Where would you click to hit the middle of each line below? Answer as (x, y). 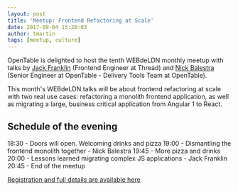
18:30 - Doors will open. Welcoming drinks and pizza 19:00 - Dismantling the (119, 143)
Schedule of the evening (63, 126)
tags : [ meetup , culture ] (44, 40)
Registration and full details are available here (74, 179)
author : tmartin (31, 34)
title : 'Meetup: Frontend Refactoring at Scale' (81, 21)
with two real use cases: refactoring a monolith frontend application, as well (118, 97)
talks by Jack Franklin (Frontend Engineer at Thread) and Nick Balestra (111, 68)
